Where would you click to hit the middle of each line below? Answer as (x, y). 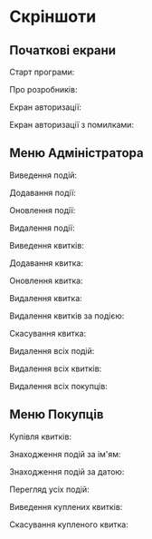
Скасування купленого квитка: (69, 524)
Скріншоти (53, 17)
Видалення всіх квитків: (56, 368)
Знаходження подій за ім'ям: (65, 454)
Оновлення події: (43, 210)
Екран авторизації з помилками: (71, 125)
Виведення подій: (43, 175)
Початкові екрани (62, 50)
